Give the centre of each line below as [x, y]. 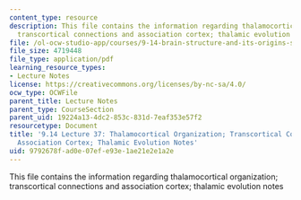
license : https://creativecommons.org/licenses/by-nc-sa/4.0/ [128, 84]
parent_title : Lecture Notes [64, 101]
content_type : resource [54, 17]
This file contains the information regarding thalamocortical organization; [144, 177]
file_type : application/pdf [62, 59]
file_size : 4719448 [46, 51]
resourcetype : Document [54, 126]
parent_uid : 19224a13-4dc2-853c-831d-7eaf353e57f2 [106, 117]
